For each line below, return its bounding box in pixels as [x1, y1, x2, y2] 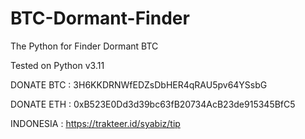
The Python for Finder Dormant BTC [10, 40, 159, 52]
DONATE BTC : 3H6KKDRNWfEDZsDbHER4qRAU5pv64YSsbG [10, 78, 268, 91]
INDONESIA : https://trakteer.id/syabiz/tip [10, 117, 181, 129]
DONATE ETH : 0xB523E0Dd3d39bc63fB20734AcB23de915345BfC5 [10, 98, 296, 110]
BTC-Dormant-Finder [10, 7, 190, 30]
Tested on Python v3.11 [10, 59, 105, 71]
